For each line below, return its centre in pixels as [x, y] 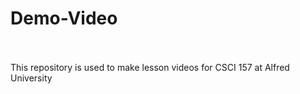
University [31, 78]
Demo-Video [64, 18]
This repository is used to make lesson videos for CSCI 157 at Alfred [150, 67]
